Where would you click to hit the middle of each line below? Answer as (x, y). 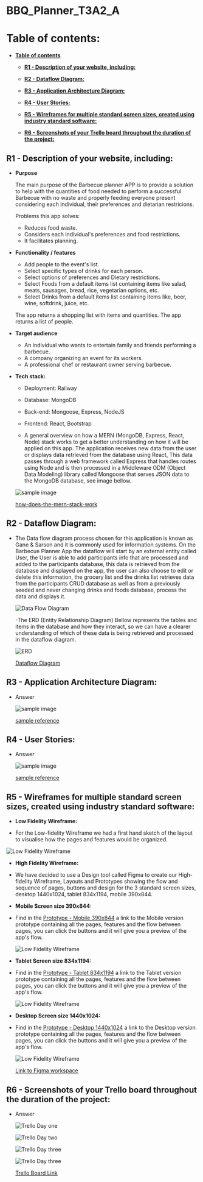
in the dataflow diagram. (46, 639)
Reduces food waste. (51, 228)
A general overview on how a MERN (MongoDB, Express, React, (104, 435)
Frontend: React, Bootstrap (58, 423)
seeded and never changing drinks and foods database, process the (101, 590)
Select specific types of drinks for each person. (84, 271)
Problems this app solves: (47, 216)
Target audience (36, 333)
